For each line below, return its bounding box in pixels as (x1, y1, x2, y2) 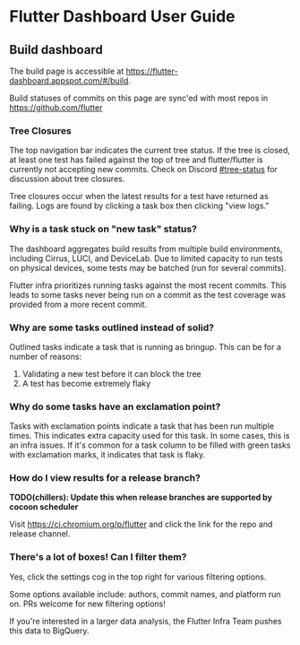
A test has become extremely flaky (21, 378, 151, 388)
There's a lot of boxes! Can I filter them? (9, 551, 187, 563)
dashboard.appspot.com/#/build (9, 75, 129, 86)
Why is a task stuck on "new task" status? (9, 222, 197, 235)
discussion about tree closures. (9, 173, 125, 185)
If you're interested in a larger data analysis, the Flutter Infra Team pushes (9, 615, 282, 626)
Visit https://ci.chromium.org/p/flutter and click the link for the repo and (9, 519, 273, 530)
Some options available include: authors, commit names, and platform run (9, 588, 281, 599)
